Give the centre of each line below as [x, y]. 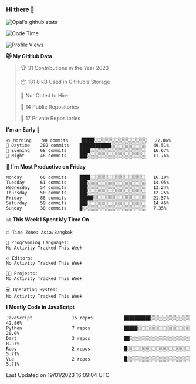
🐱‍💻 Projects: [22, 274]
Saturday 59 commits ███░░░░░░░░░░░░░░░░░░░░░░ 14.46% [87, 203]
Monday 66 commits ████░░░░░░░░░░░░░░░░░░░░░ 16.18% [87, 178]
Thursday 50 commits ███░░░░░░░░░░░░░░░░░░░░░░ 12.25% [87, 193]
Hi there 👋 [21, 9]
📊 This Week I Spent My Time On [48, 220]
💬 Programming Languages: [38, 243]
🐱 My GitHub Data [29, 56]
